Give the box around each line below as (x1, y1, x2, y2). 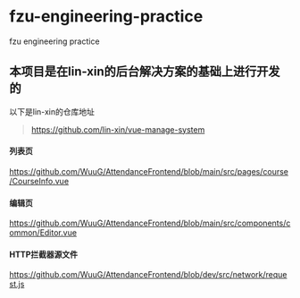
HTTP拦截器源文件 (9, 249, 79, 260)
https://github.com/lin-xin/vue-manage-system (30, 123, 205, 135)
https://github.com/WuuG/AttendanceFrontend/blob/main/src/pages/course (9, 166, 288, 176)
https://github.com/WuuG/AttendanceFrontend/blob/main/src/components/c (9, 217, 291, 229)
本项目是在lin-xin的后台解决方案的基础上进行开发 (9, 64, 280, 80)
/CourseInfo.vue (9, 175, 70, 186)
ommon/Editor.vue (9, 227, 78, 238)
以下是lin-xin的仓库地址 (9, 106, 96, 117)
